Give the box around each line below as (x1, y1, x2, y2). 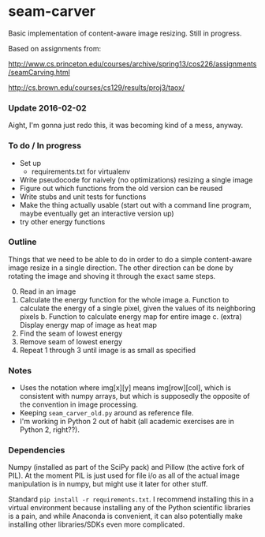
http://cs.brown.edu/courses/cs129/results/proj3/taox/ (8, 82, 185, 92)
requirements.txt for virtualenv (31, 167, 131, 176)
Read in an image (19, 287, 77, 296)
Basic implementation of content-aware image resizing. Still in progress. (8, 28, 242, 38)
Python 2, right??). (19, 425, 80, 434)
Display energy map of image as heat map (19, 320, 158, 329)
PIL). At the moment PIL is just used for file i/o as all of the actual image (8, 471, 241, 480)
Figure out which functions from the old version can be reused (19, 183, 223, 193)
